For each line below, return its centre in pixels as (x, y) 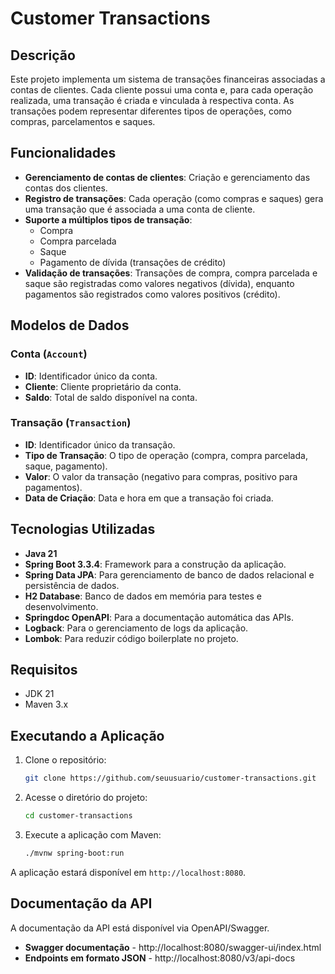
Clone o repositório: (65, 760)
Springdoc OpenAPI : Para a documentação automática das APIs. (159, 617)
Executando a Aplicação (87, 735)
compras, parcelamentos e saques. (83, 121)
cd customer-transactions (78, 816)
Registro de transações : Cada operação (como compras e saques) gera (174, 198)
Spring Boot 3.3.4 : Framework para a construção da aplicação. (155, 564)
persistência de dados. (72, 585)
